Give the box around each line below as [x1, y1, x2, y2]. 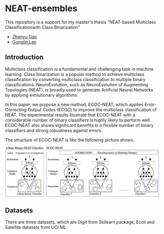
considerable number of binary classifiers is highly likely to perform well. [5, 117, 151, 123]
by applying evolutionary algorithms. [5, 92, 79, 98]
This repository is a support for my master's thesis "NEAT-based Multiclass [5, 19, 156, 25]
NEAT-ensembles [5, 3, 78, 14]
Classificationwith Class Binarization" [5, 24, 80, 30]
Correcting [5, 106, 27, 112]
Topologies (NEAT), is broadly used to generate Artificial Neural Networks [5, 86, 154, 93]
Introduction [5, 53, 44, 62]
